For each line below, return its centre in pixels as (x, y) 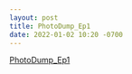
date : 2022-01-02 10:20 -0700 (66, 34)
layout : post (34, 18)
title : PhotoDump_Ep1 (50, 26)
